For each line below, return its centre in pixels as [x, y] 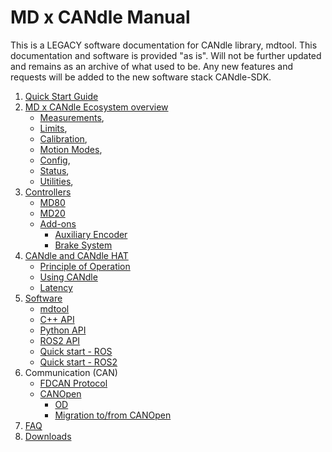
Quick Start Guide [61, 96]
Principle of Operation [85, 266]
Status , [54, 170]
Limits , [53, 128]
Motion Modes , [71, 149]
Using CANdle [68, 277]
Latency [56, 287]
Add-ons [58, 223]
